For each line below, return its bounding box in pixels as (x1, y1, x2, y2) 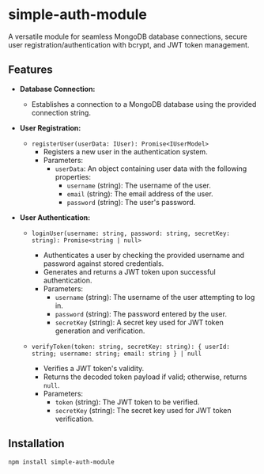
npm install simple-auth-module (8, 457, 115, 466)
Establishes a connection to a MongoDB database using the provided (31, 99, 257, 108)
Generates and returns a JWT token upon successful (43, 267, 216, 276)
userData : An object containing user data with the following (55, 164, 247, 173)
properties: (55, 172, 91, 181)
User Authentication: (19, 212, 91, 222)
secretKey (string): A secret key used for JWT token (55, 317, 224, 327)
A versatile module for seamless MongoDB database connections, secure (8, 32, 247, 41)
